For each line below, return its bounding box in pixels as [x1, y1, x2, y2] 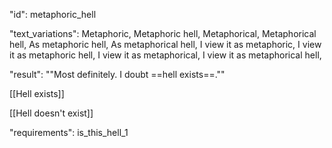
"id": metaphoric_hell [9, 9, 97, 20]
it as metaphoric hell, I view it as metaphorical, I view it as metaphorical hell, [9, 49, 322, 61]
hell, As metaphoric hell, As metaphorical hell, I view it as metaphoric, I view [9, 39, 322, 50]
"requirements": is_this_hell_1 [9, 127, 129, 138]
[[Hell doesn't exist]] [9, 107, 94, 119]
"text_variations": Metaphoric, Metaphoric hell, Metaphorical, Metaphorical [9, 28, 317, 39]
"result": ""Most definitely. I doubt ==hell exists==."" [9, 69, 226, 80]
